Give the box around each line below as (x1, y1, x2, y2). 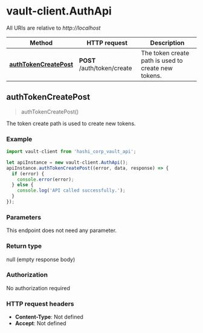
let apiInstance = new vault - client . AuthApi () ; (6, 159, 129, 166)
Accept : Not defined (14, 320, 66, 327)
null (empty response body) (6, 256, 76, 263)
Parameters (6, 213, 41, 221)
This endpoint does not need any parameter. (6, 227, 117, 234)
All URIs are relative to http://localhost (6, 24, 101, 31)
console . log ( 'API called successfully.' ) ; (17, 187, 126, 194)
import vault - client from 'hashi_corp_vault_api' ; (6, 149, 137, 155)
